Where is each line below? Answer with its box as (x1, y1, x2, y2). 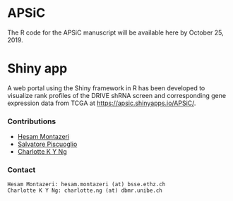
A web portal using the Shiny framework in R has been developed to (7, 83, 205, 92)
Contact (7, 165, 36, 175)
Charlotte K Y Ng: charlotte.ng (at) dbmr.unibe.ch (7, 187, 162, 195)
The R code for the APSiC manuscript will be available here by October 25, (7, 28, 224, 37)
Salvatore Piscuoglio (17, 140, 78, 149)
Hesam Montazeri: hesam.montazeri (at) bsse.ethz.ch (7, 181, 166, 188)
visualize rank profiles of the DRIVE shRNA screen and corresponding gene (7, 91, 227, 99)
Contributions (7, 116, 56, 126)
